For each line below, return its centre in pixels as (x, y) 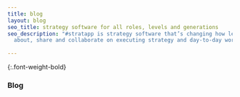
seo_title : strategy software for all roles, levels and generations (113, 27)
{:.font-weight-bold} (37, 67)
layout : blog (27, 21)
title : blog (25, 14)
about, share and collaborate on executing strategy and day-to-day (118, 40)
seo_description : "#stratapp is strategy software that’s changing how (116, 34)
